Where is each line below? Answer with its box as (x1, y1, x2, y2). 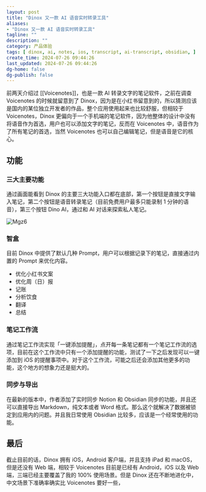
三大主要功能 (6, 175, 45, 184)
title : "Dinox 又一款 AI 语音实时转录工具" (6, 15, 109, 21)
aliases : (6, 20, 29, 26)
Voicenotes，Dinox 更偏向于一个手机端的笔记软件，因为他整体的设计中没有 (6, 112, 196, 120)
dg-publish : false (6, 72, 53, 78)
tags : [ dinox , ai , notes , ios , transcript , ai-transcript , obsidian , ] (6, 49, 196, 55)
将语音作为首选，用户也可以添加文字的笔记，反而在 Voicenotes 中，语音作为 (6, 120, 199, 128)
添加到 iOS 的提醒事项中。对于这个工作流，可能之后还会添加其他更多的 (6, 356, 185, 363)
